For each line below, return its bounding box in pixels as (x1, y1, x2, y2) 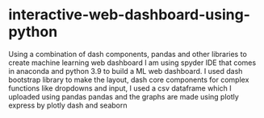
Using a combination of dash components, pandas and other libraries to (8, 49, 248, 59)
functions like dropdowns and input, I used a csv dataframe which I (8, 83, 232, 93)
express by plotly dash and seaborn (8, 100, 128, 110)
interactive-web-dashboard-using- (8, 6, 250, 24)
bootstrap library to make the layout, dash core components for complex (8, 75, 249, 84)
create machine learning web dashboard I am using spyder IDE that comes (8, 58, 257, 67)
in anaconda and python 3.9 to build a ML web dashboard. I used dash (8, 66, 243, 75)
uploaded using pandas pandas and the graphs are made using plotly (8, 92, 240, 101)
